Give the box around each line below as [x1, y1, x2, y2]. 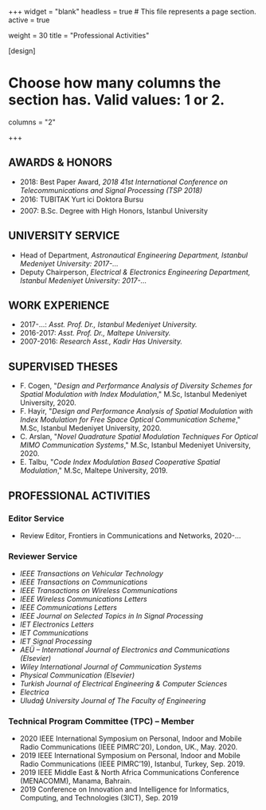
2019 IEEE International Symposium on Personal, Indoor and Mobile [19, 751, 241, 761]
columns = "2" [8, 117, 56, 127]
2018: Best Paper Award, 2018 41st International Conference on [19, 177, 229, 187]
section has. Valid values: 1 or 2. [8, 91, 225, 109]
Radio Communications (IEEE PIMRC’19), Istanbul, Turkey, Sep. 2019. [19, 759, 245, 769]
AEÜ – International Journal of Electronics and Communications [19, 645, 230, 655]
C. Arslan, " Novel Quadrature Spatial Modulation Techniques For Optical [19, 432, 259, 442]
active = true [8, 15, 50, 25]
